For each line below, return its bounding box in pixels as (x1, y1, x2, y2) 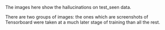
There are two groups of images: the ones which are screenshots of (5, 14, 149, 19)
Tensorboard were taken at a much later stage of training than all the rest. (5, 19, 160, 25)
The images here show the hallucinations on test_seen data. (5, 4, 131, 10)
